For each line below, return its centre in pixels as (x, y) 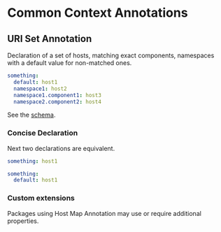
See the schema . (31, 115)
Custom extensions (41, 198)
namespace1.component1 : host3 (57, 95)
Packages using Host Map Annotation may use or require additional (104, 213)
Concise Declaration (43, 133)
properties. (23, 221)
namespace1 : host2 (41, 89)
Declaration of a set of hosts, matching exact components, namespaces (111, 55)
